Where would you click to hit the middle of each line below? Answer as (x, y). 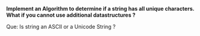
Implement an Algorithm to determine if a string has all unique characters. (100, 9)
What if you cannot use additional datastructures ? (71, 15)
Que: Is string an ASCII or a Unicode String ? (61, 27)
